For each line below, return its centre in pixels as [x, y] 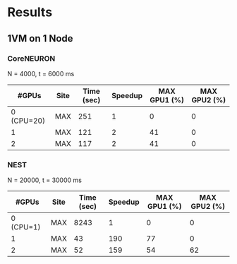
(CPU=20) [28, 121]
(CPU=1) [26, 227]
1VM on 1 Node [40, 38]
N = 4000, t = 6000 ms [41, 73]
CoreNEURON [31, 59]
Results [30, 12]
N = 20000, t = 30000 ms [45, 180]
